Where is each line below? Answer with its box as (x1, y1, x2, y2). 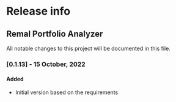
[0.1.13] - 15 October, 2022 (6, 60, 86, 68)
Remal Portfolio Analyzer (6, 29, 103, 39)
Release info (6, 4, 71, 18)
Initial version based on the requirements (15, 89, 119, 96)
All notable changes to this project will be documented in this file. (6, 45, 171, 52)
